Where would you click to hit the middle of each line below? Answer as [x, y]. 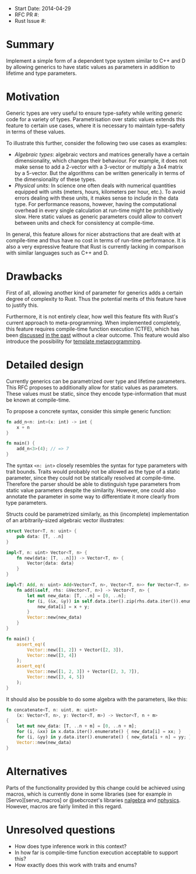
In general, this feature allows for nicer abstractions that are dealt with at [93, 234]
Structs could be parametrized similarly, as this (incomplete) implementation [98, 514]
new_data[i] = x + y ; [64, 606]
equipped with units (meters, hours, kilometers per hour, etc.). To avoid [100, 191]
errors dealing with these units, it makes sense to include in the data [97, 198]
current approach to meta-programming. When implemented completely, [94, 323]
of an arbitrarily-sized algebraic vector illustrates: [65, 520]
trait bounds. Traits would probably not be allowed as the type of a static [93, 472]
